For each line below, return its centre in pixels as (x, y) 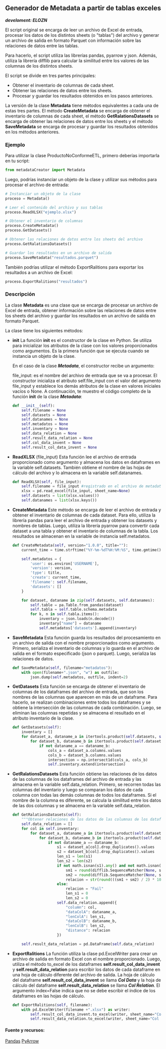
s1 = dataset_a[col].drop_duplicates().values (106, 847)
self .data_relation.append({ (87, 903)
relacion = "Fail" (85, 889)
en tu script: (17, 161)
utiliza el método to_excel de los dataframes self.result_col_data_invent (86, 964)
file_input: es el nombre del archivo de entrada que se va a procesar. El (85, 375)
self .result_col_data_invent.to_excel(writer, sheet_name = (92, 1014)
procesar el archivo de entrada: (37, 185)
